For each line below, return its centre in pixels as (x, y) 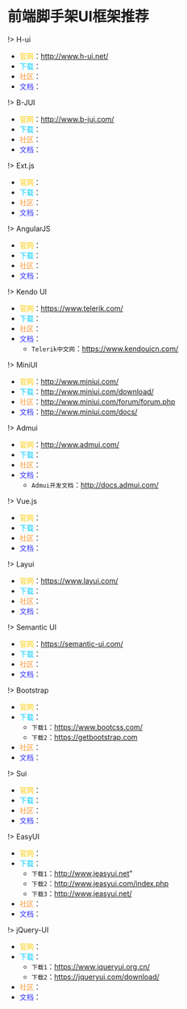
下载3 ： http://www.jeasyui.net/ (81, 894)
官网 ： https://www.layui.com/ (69, 580)
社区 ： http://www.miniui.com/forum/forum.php (97, 401)
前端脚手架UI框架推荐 (79, 17)
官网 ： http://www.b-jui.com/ (66, 119)
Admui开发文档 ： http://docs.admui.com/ (95, 484)
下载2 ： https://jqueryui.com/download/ (96, 977)
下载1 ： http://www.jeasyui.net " (82, 873)
